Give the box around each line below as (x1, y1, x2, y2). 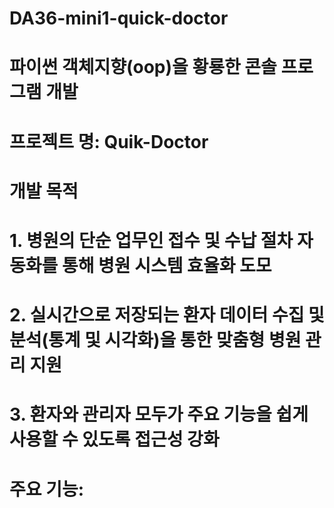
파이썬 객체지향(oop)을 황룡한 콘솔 (9, 56, 277, 79)
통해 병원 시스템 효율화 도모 (61, 254, 272, 277)
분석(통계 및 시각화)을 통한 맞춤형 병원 (9, 329, 302, 352)
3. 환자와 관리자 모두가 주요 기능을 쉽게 (9, 403, 309, 426)
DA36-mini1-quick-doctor (9, 7, 229, 30)
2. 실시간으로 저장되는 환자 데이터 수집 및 (9, 304, 325, 327)
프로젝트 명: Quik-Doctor (9, 130, 209, 153)
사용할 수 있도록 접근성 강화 (9, 428, 220, 451)
